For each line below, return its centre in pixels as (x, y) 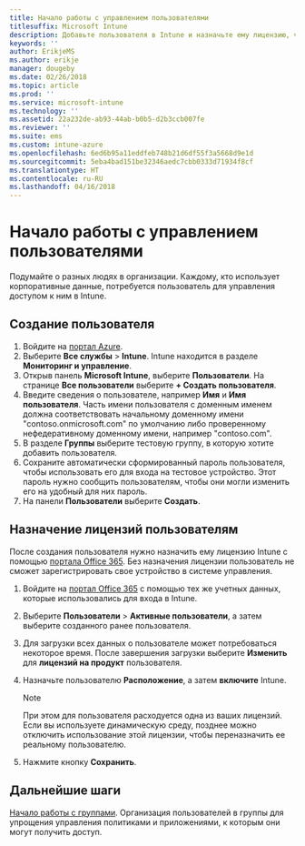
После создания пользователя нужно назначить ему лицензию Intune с (149, 551)
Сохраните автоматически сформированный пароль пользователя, (154, 462)
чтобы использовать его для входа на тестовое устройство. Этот (149, 472)
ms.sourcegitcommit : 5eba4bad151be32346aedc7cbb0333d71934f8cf (132, 161)
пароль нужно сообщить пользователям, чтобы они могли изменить (156, 481)
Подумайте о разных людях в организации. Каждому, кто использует (145, 277)
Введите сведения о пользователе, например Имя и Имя (134, 394)
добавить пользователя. (70, 452)
